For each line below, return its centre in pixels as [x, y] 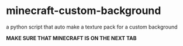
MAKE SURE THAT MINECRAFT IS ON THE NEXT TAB [71, 38]
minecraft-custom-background [84, 11]
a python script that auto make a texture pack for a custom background [92, 27]
